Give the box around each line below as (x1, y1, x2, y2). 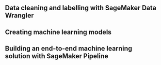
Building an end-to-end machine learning (5, 45, 132, 53)
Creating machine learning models (5, 28, 112, 36)
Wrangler (5, 12, 34, 20)
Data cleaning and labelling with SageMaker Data (5, 4, 157, 12)
